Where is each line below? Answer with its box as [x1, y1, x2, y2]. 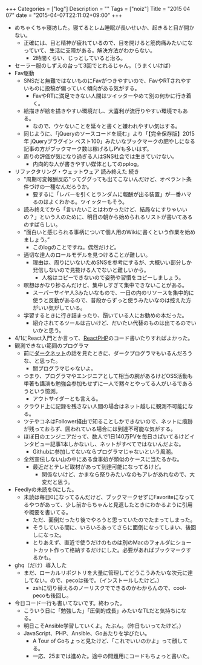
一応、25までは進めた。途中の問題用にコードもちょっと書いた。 [32, 652, 193, 660]
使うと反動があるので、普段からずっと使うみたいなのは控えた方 [32, 297, 192, 303]
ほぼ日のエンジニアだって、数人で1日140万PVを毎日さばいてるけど [23, 433, 190, 440]
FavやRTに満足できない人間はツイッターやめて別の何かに [32, 92, 176, 99]
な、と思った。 [23, 357, 61, 364]
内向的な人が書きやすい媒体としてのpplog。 [32, 160, 143, 167]
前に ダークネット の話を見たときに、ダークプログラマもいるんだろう [23, 349, 193, 357]
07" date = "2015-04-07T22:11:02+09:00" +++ [5, 12, 122, 19]
